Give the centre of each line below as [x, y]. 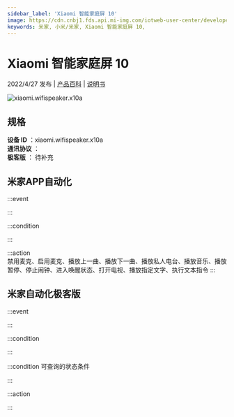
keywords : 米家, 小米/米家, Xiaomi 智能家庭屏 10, [76, 27]
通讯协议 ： [23, 149]
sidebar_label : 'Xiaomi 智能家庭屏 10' [62, 14]
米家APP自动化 [39, 181]
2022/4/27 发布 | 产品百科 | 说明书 [56, 84]
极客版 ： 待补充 [30, 157]
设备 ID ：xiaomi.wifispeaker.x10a [55, 140]
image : [17, 20]
